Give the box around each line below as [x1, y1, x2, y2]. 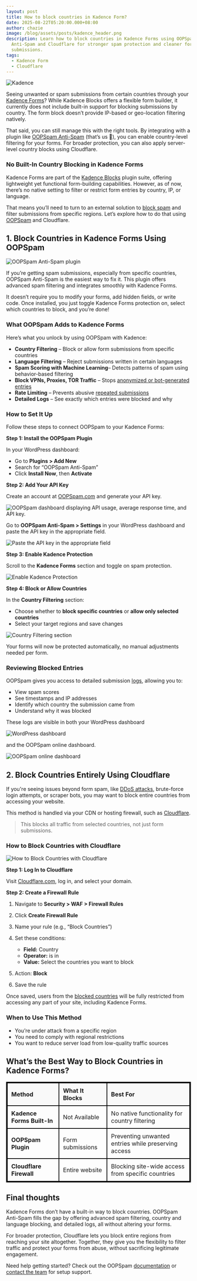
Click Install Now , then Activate [14, 470, 93, 477]
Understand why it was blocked [14, 707, 91, 715]
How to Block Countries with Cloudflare [6, 841, 121, 850]
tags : [6, 52, 19, 58]
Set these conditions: [14, 935, 66, 942]
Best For [111, 1090, 135, 1098]
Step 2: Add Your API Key [6, 481, 69, 488]
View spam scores [14, 689, 60, 696]
